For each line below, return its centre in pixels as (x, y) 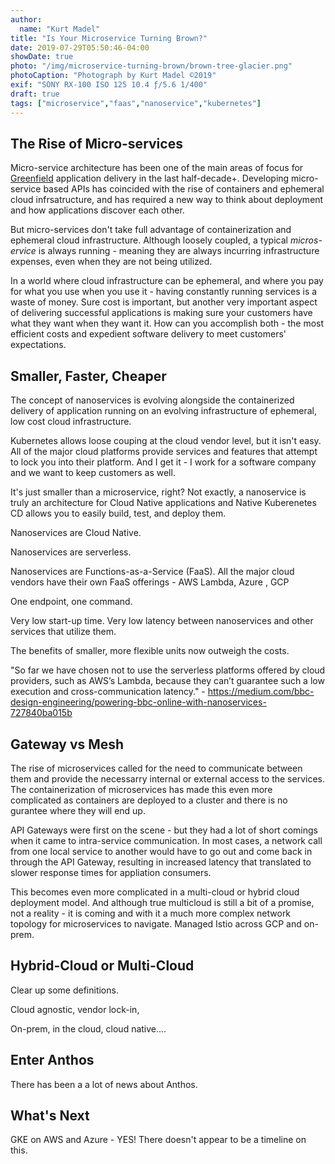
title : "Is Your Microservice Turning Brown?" (109, 38)
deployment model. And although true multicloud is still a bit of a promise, (162, 902)
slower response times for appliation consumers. (111, 872)
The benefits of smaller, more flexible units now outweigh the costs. (150, 651)
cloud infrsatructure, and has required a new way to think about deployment (167, 200)
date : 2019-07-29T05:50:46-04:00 (80, 47)
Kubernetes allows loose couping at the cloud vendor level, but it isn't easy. (166, 441)
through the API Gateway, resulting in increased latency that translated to (161, 862)
